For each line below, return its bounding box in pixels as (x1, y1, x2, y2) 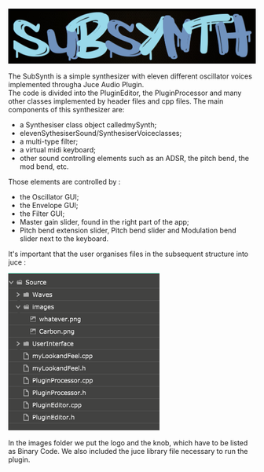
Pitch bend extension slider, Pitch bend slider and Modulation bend (19, 225, 237, 236)
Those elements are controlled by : (8, 177, 121, 187)
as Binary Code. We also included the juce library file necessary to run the (8, 447, 248, 456)
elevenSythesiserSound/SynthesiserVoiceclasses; (19, 129, 182, 138)
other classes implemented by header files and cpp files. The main (8, 97, 224, 106)
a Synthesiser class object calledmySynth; (19, 120, 157, 130)
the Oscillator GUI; (19, 192, 79, 202)
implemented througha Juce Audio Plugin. (8, 80, 145, 90)
